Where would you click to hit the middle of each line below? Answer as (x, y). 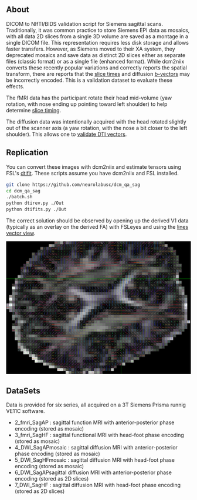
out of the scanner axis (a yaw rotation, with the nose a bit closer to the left (97, 128)
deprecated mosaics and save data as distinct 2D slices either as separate (96, 55)
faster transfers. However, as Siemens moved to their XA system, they (91, 49)
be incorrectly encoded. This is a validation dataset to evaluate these (89, 80)
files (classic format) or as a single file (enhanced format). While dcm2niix (95, 61)
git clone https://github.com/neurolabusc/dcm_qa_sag (73, 185)
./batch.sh (19, 197)
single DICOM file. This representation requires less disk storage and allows (98, 42)
